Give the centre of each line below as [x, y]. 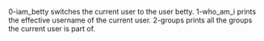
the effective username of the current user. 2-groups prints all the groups [130, 20]
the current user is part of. [52, 29]
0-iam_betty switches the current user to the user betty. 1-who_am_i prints [132, 12]
